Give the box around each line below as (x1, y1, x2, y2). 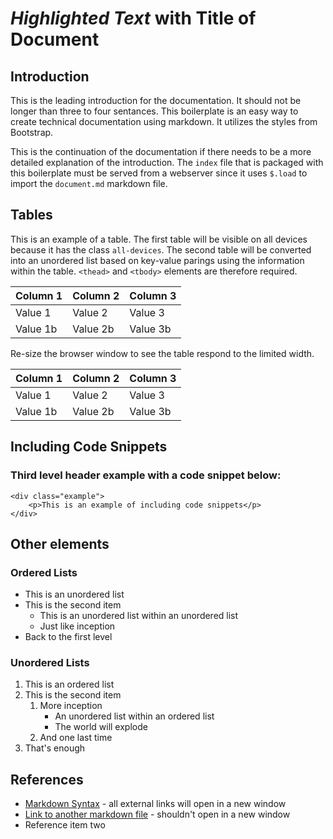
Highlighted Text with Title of (10, 7, 257, 30)
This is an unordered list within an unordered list (39, 610, 239, 622)
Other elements (10, 535, 110, 552)
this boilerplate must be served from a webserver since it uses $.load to (10, 167, 308, 179)
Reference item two (24, 819, 106, 831)
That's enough (24, 742, 86, 754)
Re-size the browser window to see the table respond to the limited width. (10, 347, 315, 359)
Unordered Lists (10, 656, 90, 670)
